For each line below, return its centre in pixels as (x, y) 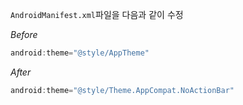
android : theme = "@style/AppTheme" (80, 53)
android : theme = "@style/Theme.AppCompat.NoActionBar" (122, 90)
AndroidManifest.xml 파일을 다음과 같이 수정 (97, 14)
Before (24, 34)
